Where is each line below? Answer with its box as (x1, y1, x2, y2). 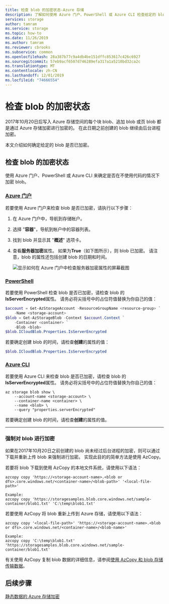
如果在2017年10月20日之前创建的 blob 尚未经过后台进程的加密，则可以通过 (5, 447, 160, 453)
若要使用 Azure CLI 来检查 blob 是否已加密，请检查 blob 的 (5, 373, 127, 379)
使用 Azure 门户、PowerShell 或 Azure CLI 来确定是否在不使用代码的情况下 (5, 172, 160, 178)
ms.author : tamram (5, 40, 44, 45)
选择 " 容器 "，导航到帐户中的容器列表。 (12, 226, 93, 232)
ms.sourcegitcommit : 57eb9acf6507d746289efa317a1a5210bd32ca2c (5, 59, 141, 64)
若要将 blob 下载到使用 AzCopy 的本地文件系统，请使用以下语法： (5, 464, 142, 471)
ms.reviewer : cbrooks (5, 45, 51, 50)
